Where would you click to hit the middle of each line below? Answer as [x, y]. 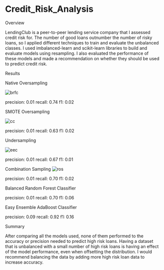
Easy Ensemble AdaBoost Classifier [41, 207]
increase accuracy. [24, 262]
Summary [15, 226]
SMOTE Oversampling [27, 112]
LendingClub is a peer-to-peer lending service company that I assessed [78, 32]
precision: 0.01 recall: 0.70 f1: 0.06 [40, 197]
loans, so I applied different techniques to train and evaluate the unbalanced [82, 42]
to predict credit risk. [26, 64]
